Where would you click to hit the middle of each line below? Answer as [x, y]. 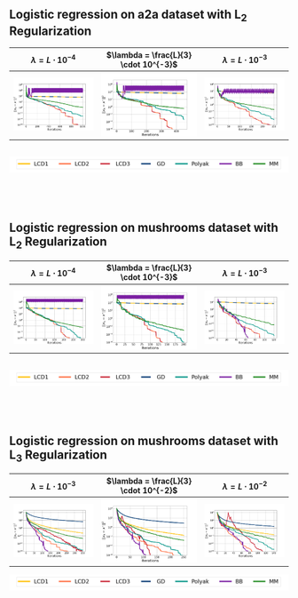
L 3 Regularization [59, 456]
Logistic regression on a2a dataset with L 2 [128, 16]
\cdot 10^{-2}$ [149, 490]
